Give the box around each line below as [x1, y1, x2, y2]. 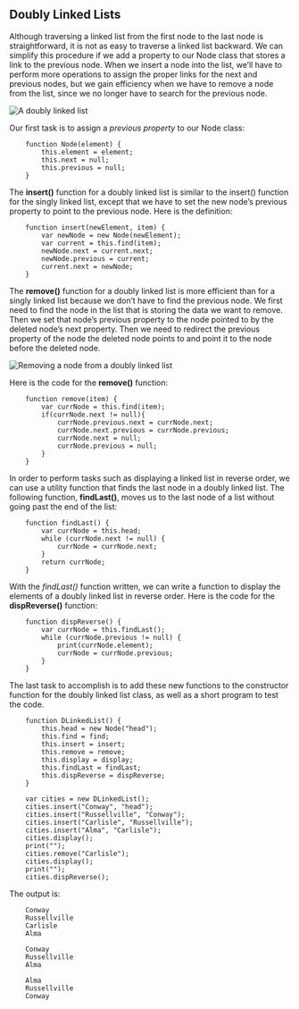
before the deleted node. [9, 342, 101, 353]
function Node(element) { [25, 139, 122, 148]
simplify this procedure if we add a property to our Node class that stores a [9, 49, 286, 61]
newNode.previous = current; [41, 254, 150, 263]
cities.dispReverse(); [25, 872, 110, 881]
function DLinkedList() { [25, 716, 122, 725]
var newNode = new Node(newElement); [41, 231, 181, 240]
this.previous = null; [41, 163, 126, 172]
